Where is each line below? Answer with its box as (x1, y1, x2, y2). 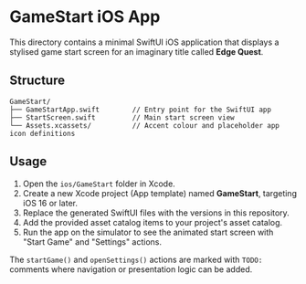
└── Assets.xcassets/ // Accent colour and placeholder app (9, 121, 280, 130)
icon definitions (9, 129, 76, 138)
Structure (9, 73, 66, 89)
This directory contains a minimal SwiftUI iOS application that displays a (9, 37, 280, 47)
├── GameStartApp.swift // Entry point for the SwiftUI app (9, 105, 272, 114)
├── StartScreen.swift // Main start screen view (9, 112, 235, 122)
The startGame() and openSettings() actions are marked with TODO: (9, 254, 263, 265)
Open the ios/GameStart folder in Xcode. (22, 178, 175, 189)
